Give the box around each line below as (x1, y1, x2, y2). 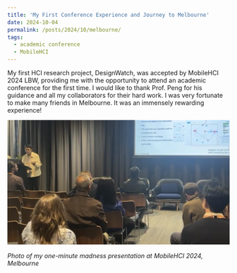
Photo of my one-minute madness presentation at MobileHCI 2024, (7, 252, 203, 260)
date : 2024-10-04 (7, 18, 59, 26)
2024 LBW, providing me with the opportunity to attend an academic (7, 76, 207, 84)
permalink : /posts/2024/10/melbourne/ (7, 26, 121, 33)
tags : (7, 34, 23, 41)
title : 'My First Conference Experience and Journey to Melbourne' (7, 11, 210, 18)
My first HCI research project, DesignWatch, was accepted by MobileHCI (7, 69, 219, 77)
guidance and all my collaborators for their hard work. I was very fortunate (7, 91, 224, 99)
